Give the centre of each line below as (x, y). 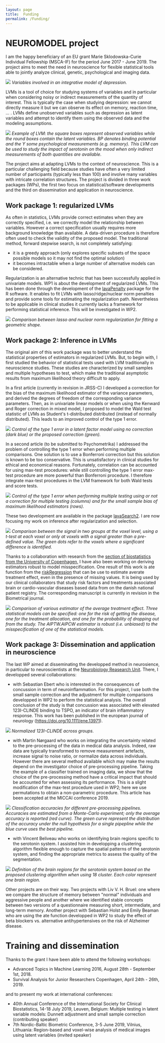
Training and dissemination (62, 945)
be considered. (28, 269)
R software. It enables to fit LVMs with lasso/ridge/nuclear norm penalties (80, 294)
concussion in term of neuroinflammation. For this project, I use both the (86, 689)
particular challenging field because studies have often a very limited (75, 169)
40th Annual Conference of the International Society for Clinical (77, 1004)
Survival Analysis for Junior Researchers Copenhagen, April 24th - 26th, (86, 979)
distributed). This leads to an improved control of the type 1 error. (71, 419)
